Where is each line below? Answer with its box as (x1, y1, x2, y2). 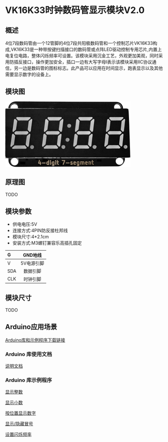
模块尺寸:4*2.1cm (12, 234, 49, 240)
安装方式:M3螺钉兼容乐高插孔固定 (12, 240, 82, 246)
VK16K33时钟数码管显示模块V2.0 (5, 4, 145, 16)
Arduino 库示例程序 (5, 377, 52, 384)
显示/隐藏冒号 (5, 421, 33, 427)
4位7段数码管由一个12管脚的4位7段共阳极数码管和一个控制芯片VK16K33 (5, 40, 153, 46)
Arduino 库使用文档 (5, 351, 52, 358)
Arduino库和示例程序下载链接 (5, 337, 65, 343)
